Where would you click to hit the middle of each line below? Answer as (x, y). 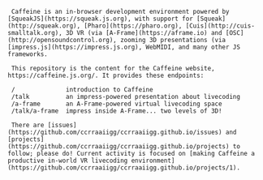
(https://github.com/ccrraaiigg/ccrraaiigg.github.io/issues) (115, 132)
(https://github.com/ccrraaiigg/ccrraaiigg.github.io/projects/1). (124, 168)
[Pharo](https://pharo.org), (133, 26)
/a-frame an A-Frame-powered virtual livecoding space (116, 104)
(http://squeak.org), (44, 26)
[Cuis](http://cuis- (220, 26)
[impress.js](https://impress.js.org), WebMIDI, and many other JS (124, 47)
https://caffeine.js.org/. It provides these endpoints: (106, 75)
